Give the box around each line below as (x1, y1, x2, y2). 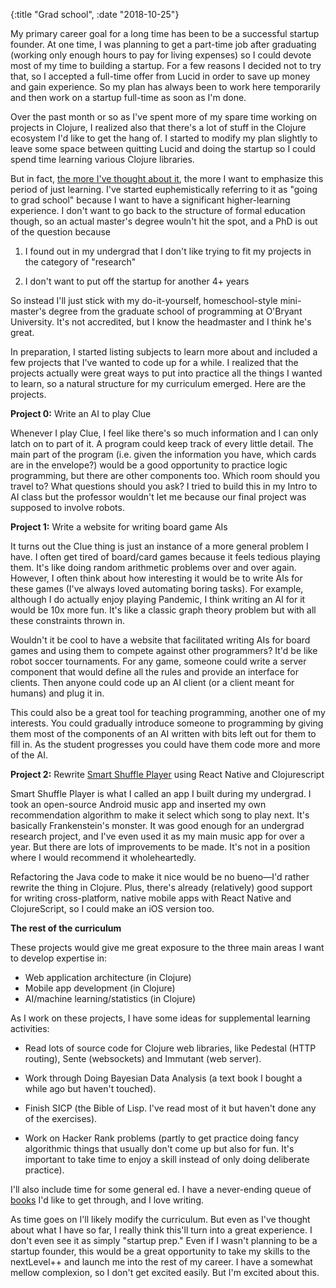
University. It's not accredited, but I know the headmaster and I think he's (10, 316, 312, 328)
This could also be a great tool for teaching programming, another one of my (10, 707, 326, 718)
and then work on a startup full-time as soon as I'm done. (10, 92, 247, 103)
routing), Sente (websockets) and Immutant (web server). (24, 1053, 262, 1064)
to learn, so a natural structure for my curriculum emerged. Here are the (10, 378, 307, 389)
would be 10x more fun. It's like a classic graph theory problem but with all (10, 604, 317, 616)
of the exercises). (24, 1113, 98, 1124)
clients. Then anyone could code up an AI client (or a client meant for (10, 677, 295, 688)
